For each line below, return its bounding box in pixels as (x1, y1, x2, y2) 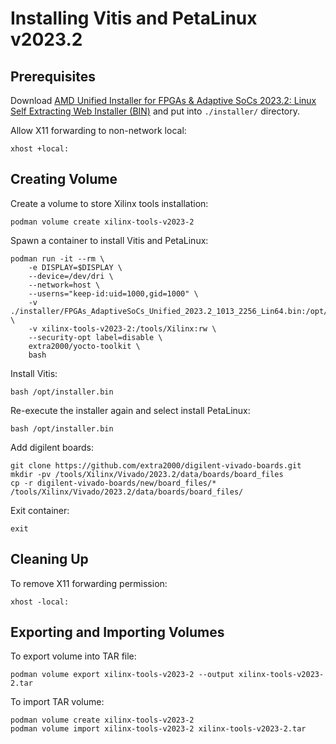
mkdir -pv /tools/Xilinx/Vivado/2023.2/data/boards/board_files (10, 469, 284, 479)
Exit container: (10, 504, 70, 516)
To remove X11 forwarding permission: (10, 577, 168, 589)
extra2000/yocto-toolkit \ (28, 341, 141, 351)
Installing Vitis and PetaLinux (10, 7, 258, 30)
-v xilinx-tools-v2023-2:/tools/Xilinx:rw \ (28, 323, 217, 334)
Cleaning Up (10, 551, 89, 568)
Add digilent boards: (10, 441, 95, 453)
